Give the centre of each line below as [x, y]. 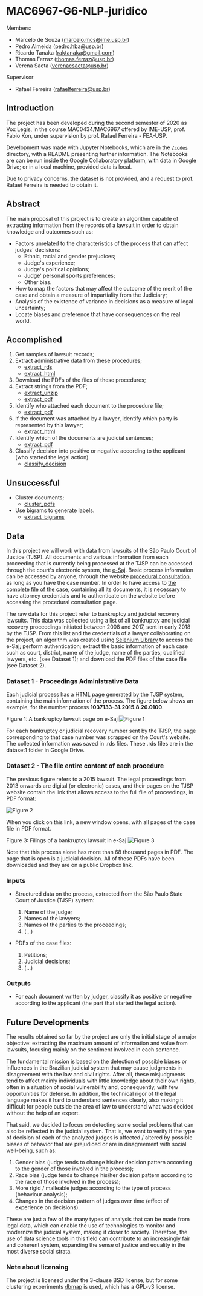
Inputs [16, 880]
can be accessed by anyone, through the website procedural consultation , [99, 576]
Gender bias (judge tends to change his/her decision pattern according [103, 1162]
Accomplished [34, 339]
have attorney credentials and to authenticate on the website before [91, 596]
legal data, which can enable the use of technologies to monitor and [91, 1226]
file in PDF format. [29, 828]
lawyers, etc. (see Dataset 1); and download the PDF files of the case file [97, 659]
